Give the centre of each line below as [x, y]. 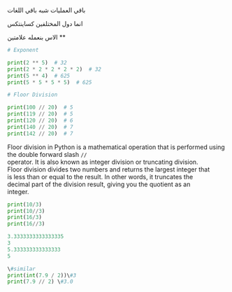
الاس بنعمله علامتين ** [37, 37]
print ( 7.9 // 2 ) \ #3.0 [40, 282]
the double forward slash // [47, 154]
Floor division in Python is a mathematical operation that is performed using [116, 147]
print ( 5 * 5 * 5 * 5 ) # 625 [50, 82]
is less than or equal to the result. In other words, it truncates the [100, 176]
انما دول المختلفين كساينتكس [45, 23]
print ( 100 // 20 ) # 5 [40, 108]
